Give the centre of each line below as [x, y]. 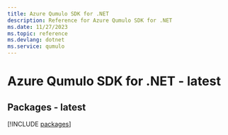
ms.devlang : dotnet [36, 40]
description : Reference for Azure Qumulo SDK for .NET [90, 20]
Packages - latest [47, 107]
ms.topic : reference [38, 33]
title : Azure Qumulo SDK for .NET [58, 14]
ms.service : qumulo [36, 46]
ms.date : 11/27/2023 [38, 27]
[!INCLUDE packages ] [39, 124]
